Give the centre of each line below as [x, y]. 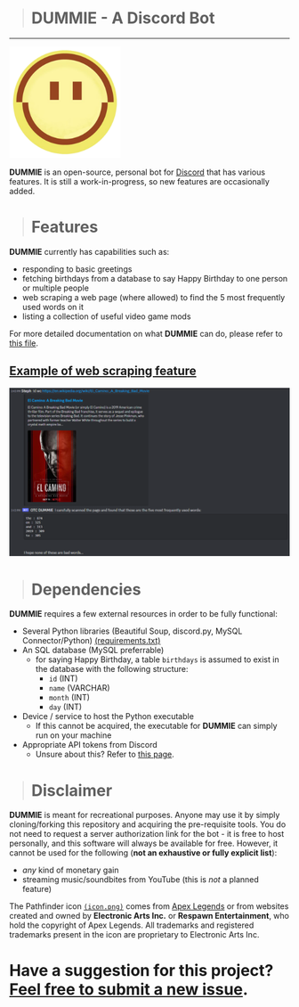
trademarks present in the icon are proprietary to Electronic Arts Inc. [134, 935]
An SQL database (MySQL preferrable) [93, 651]
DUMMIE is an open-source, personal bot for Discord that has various [137, 172]
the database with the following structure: [112, 669]
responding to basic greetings [77, 269]
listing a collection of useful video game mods [106, 316]
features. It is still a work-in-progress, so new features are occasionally [139, 181]
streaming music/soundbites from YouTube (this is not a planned [141, 880]
